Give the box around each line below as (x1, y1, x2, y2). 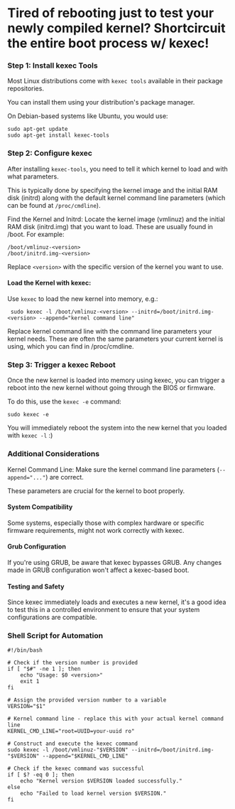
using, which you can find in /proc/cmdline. (7, 342, 134, 350)
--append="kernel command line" (38, 314, 135, 322)
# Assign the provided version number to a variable (7, 697, 167, 704)
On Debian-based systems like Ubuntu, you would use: (7, 112, 168, 120)
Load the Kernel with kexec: (7, 279, 92, 287)
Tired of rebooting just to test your (7, 5, 214, 21)
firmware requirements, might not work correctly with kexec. (7, 526, 185, 534)
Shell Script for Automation (7, 631, 104, 641)
